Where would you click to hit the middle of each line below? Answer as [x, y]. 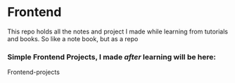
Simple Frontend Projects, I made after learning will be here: [112, 56]
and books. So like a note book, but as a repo [73, 38]
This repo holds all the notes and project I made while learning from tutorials [118, 31]
